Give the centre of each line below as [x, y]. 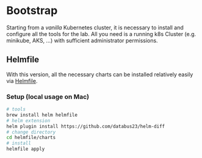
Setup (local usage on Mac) [48, 96]
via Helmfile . [22, 81]
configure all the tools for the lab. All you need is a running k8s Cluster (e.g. [101, 34]
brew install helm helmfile [42, 115]
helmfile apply [26, 149]
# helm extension [28, 120]
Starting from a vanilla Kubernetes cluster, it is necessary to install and [95, 27]
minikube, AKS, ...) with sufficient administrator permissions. [82, 40]
